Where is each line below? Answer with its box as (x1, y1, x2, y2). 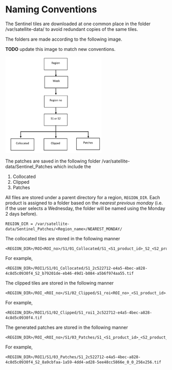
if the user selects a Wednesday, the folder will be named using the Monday (5, 205, 165, 212)
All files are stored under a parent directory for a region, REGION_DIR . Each (5, 194, 160, 200)
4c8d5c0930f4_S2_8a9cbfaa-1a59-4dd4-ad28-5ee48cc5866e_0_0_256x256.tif (5, 359, 161, 365)
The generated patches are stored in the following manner (5, 324, 128, 330)
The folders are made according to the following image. (5, 36, 122, 42)
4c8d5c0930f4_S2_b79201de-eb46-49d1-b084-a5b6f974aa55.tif (5, 271, 134, 276)
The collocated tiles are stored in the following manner (5, 235, 120, 241)
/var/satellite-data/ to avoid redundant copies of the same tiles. (5, 26, 138, 32)
